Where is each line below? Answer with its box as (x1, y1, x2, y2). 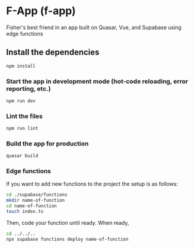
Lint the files (6, 112, 43, 120)
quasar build (6, 153, 39, 159)
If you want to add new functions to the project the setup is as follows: (6, 180, 178, 187)
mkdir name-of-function (6, 198, 65, 204)
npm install (6, 63, 36, 69)
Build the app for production (6, 139, 89, 148)
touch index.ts (6, 209, 44, 215)
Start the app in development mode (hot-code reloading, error (6, 77, 189, 85)
